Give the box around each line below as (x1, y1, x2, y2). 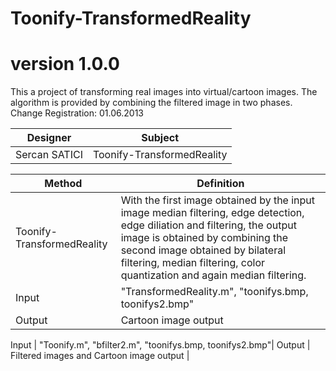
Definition (196, 177, 245, 191)
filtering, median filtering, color (120, 256, 266, 270)
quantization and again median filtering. (120, 268, 307, 282)
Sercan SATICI (15, 148, 83, 162)
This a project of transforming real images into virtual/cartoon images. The (10, 86, 318, 98)
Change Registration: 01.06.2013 (10, 107, 144, 119)
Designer (26, 131, 72, 145)
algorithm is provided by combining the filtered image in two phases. (10, 97, 293, 109)
